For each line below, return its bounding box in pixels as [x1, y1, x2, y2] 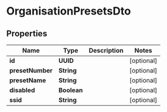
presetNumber [9, 67, 53, 74]
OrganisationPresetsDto [6, 4, 131, 18]
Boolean [59, 86, 83, 94]
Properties [6, 28, 48, 39]
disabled [9, 86, 35, 94]
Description [88, 47, 124, 54]
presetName [9, 76, 46, 84]
